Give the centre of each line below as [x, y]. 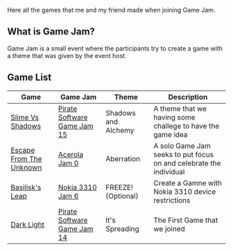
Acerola [71, 154]
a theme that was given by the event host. [67, 55]
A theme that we [180, 109]
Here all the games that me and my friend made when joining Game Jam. [111, 10]
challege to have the [187, 126]
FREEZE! [119, 187]
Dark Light [28, 224]
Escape [23, 150]
